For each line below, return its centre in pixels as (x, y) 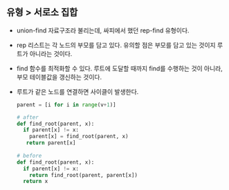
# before (29, 155)
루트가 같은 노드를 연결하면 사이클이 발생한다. (77, 91)
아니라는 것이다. (51, 53)
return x (36, 182)
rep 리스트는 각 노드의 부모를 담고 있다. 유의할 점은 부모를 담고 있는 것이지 (116, 45)
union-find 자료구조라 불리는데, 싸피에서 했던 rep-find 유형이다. (103, 30)
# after (27, 117)
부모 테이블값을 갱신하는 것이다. (59, 77)
